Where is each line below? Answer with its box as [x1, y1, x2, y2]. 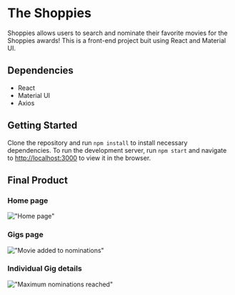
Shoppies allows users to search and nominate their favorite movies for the [7, 29, 228, 37]
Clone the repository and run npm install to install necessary [7, 138, 188, 147]
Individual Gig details [7, 264, 82, 274]
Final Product [7, 174, 68, 186]
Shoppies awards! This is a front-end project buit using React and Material [7, 36, 226, 44]
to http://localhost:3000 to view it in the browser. [7, 154, 151, 162]
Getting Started [7, 119, 78, 131]
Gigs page [7, 230, 44, 240]
